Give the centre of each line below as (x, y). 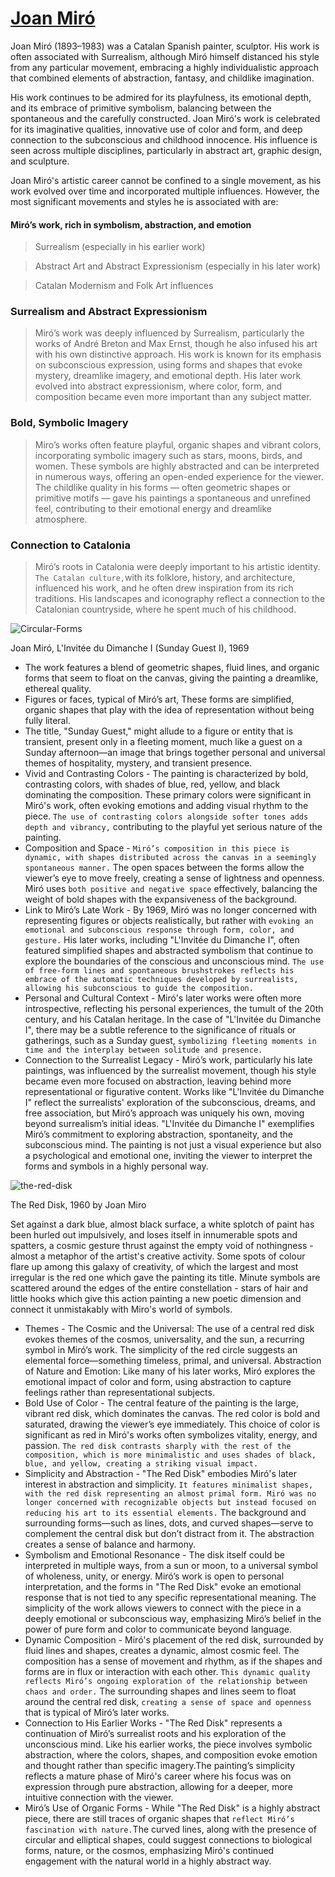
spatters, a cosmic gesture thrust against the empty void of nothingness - (162, 1246)
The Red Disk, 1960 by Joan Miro (78, 1205)
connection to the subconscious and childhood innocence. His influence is (164, 139)
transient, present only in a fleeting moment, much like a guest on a (163, 742)
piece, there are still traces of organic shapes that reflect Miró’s (159, 1819)
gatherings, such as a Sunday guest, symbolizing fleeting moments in (170, 1041)
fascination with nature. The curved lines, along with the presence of (170, 1829)
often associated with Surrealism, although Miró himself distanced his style (165, 56)
